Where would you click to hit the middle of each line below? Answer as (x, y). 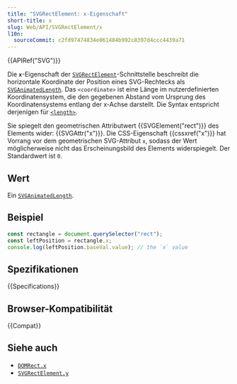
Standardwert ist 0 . (35, 156)
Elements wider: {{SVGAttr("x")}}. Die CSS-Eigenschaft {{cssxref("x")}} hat (117, 133)
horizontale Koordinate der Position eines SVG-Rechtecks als (96, 82)
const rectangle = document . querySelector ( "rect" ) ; (85, 234)
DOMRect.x (32, 366)
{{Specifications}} (34, 286)
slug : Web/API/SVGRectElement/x (55, 27)
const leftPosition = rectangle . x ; (60, 241)
